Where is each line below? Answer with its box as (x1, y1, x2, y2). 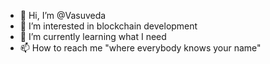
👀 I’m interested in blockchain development (19, 20, 198, 32)
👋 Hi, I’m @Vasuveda (19, 10, 107, 21)
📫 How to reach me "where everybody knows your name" (19, 42, 262, 54)
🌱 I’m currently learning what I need (19, 31, 167, 42)
